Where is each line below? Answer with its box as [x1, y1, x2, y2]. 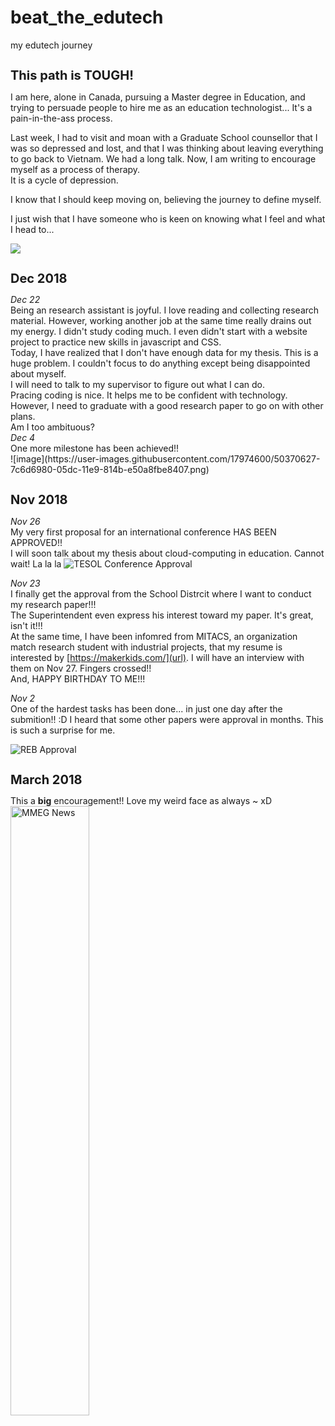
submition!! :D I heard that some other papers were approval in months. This [10, 713, 324, 725]
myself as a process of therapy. [10, 163, 141, 175]
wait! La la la [10, 557, 62, 570]
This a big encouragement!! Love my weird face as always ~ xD [10, 795, 273, 807]
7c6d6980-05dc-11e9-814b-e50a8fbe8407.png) [10, 464, 210, 476]
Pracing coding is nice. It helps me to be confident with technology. [10, 389, 288, 401]
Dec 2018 [10, 270, 68, 286]
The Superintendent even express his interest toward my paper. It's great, [10, 609, 314, 621]
